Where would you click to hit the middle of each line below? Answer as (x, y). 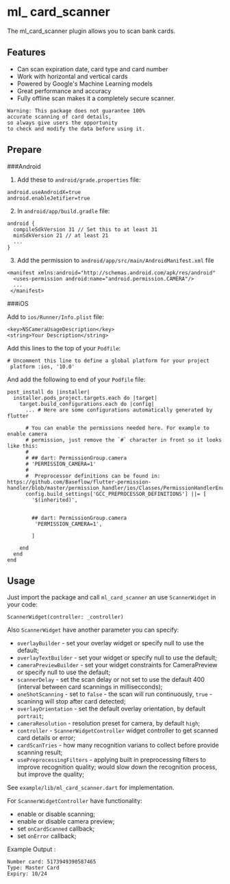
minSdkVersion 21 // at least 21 (61, 235)
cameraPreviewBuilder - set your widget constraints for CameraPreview (117, 665)
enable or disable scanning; (56, 814)
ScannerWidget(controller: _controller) (66, 617)
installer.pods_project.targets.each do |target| (85, 398)
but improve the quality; (50, 774)
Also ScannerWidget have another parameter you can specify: (93, 630)
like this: (23, 446)
